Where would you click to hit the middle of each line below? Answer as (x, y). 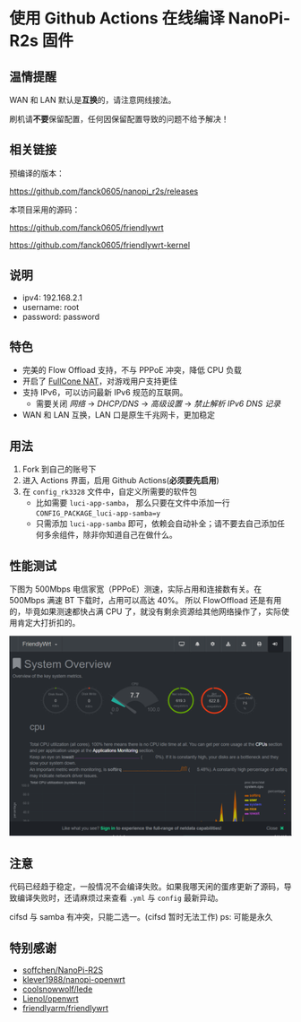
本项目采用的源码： (45, 209)
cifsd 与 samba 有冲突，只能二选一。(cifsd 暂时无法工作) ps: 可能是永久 (141, 917)
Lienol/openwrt (50, 999)
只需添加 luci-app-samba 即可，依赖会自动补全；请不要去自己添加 (156, 524)
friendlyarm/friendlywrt (65, 1009)
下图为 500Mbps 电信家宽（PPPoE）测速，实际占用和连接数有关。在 (136, 589)
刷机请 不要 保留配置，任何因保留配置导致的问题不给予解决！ (119, 119)
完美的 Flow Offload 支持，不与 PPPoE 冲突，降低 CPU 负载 (132, 370)
